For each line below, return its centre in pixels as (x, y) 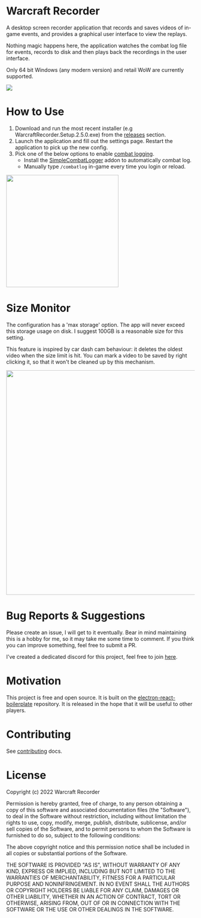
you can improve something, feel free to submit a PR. (71, 645)
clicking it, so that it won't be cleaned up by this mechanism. (81, 362)
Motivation (34, 681)
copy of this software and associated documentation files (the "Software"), (99, 810)
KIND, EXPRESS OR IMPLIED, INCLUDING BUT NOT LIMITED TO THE (91, 871)
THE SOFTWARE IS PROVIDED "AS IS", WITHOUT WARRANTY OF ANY (93, 865)
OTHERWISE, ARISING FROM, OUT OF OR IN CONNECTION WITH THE (93, 903)
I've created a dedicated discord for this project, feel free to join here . (92, 656)
